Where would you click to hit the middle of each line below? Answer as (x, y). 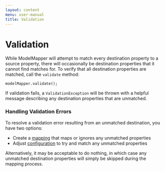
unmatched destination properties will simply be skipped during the (76, 158)
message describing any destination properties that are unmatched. (76, 99)
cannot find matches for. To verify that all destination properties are (76, 69)
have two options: (24, 128)
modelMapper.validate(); (31, 84)
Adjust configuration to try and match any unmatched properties (80, 143)
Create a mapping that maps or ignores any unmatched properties (82, 138)
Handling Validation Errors (39, 112)
